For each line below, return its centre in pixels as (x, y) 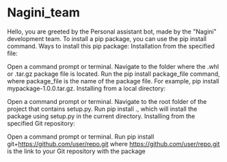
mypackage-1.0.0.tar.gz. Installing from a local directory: (86, 88)
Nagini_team (43, 13)
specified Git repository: (41, 123)
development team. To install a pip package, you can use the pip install (107, 38)
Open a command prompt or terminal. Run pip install (81, 136)
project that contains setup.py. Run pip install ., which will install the (102, 109)
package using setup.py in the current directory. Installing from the (101, 116)
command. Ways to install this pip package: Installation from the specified (111, 46)
